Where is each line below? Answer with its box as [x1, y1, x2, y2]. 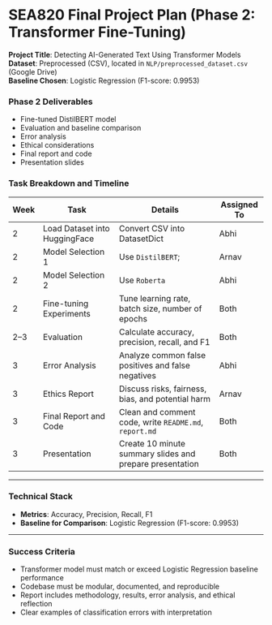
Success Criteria [8, 545, 75, 557]
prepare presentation [118, 458, 200, 469]
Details [151, 204, 180, 215]
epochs [118, 312, 148, 324]
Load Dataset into [43, 222, 111, 234]
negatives [118, 369, 156, 381]
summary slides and [118, 448, 196, 459]
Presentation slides [19, 157, 85, 167]
